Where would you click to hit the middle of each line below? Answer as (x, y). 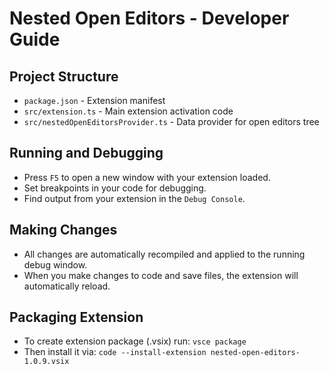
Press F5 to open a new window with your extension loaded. (147, 177)
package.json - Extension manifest (94, 100)
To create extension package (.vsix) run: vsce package (135, 341)
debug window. (55, 264)
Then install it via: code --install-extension (115, 352)
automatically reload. (67, 286)
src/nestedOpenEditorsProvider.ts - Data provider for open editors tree (171, 121)
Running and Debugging (86, 153)
